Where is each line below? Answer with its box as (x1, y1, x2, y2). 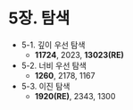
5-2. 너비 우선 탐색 (21, 60, 87, 71)
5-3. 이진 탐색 (21, 80, 71, 91)
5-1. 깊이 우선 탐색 (21, 39, 86, 50)
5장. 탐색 (8, 8, 71, 29)
